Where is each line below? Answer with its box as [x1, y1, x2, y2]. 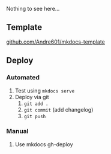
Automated [6, 73, 40, 82]
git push [23, 113, 46, 119]
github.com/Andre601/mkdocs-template [6, 38, 105, 45]
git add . [23, 101, 49, 107]
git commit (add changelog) [23, 106, 94, 113]
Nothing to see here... [6, 5, 60, 12]
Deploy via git [14, 93, 49, 100]
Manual [6, 127, 29, 135]
